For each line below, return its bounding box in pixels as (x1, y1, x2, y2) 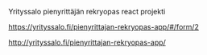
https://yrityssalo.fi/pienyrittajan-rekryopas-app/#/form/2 (8, 22, 200, 31)
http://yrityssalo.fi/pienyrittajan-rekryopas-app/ (8, 37, 167, 47)
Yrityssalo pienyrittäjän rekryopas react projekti (8, 7, 166, 16)
